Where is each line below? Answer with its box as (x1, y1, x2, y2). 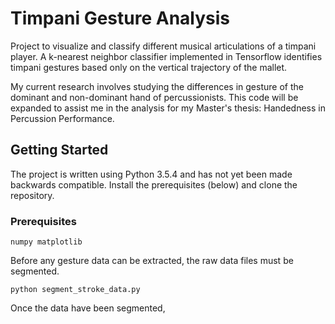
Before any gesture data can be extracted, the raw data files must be (10, 255, 294, 267)
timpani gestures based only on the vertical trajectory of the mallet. (10, 61, 288, 73)
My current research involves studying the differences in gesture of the (10, 80, 304, 92)
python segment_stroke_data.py (10, 285, 141, 295)
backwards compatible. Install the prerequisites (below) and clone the (10, 178, 298, 191)
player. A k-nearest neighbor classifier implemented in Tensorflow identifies (10, 50, 323, 62)
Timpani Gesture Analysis (10, 7, 231, 30)
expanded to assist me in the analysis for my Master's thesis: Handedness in (10, 102, 326, 114)
